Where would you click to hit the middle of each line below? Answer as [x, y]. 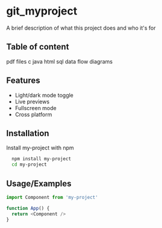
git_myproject [42, 11]
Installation [28, 133]
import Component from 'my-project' [52, 197]
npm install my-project [41, 159]
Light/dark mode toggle [44, 95]
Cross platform [33, 114]
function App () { [28, 208]
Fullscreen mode [36, 108]
